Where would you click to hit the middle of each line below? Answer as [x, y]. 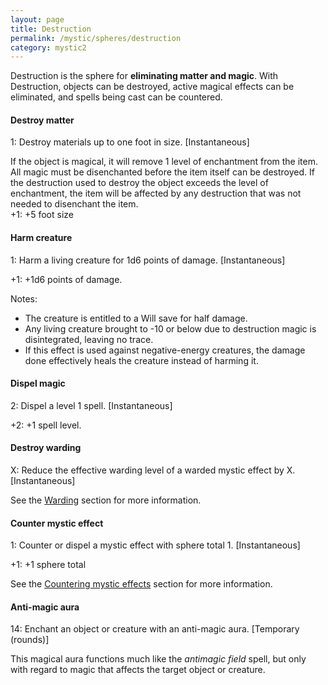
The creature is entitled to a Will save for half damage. [136, 318]
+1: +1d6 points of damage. [66, 279]
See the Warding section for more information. [106, 500]
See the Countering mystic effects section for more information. [141, 584]
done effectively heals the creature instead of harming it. [141, 360]
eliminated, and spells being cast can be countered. [116, 97]
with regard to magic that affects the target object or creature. [138, 670]
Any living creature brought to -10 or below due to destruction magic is [170, 328]
